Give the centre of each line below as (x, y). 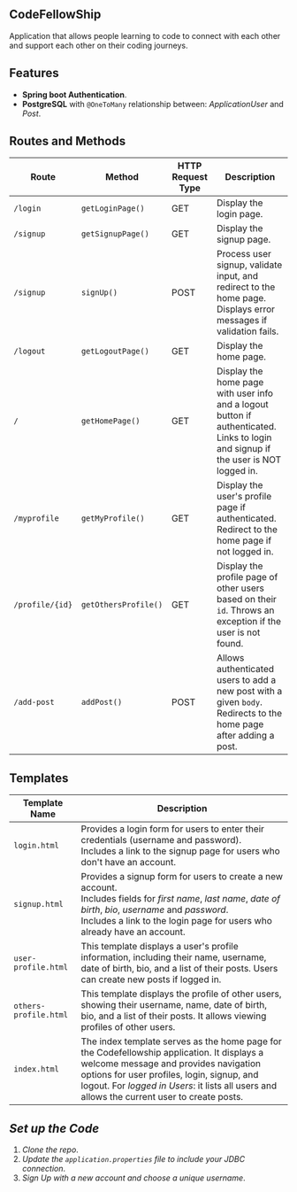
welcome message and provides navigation (171, 1064)
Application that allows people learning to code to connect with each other (145, 35)
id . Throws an (245, 610)
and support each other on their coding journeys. (99, 45)
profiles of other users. (128, 1027)
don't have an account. (129, 863)
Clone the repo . (50, 1149)
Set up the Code (54, 1128)
